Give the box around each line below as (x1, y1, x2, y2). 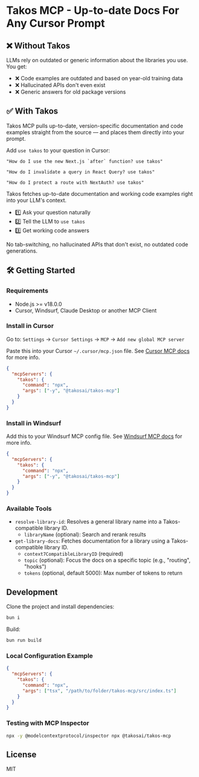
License (6, 749, 37, 759)
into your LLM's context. (6, 196, 67, 204)
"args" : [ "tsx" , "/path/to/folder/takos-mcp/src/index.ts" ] (22, 688, 177, 694)
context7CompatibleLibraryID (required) (24, 550, 124, 558)
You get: (6, 63, 27, 70)
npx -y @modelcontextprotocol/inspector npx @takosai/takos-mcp (6, 732, 171, 739)
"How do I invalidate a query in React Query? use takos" (6, 169, 155, 175)
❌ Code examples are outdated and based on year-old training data (14, 75, 183, 82)
